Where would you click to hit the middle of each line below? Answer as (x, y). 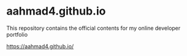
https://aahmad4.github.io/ (40, 46)
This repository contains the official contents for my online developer (93, 28)
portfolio (17, 34)
